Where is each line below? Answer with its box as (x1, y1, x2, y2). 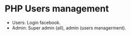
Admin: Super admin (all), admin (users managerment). (12, 24, 126, 30)
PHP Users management (5, 3, 109, 14)
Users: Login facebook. (12, 19, 61, 25)
